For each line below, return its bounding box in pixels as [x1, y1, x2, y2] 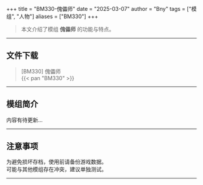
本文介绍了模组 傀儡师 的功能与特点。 [21, 26, 115, 33]
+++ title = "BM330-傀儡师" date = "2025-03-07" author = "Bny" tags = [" [6, 5, 192, 12]
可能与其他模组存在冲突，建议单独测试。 [6, 166, 107, 173]
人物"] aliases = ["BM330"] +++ [19, 13, 98, 20]
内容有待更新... [6, 116, 43, 124]
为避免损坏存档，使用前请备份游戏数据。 [6, 158, 107, 166]
